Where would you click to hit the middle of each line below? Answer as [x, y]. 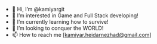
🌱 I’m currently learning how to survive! [60, 22]
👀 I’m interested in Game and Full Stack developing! [75, 15]
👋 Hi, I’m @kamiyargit [38, 9]
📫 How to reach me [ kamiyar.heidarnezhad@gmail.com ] [81, 35]
